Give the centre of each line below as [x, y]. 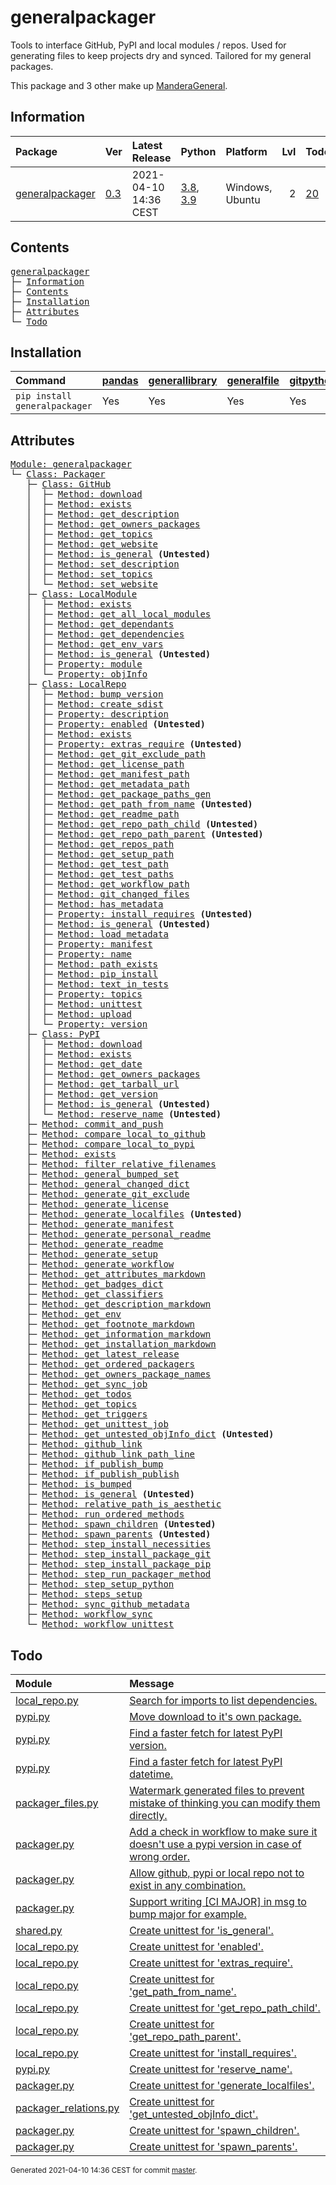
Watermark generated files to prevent [217, 1790]
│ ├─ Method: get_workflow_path [108, 884]
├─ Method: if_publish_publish [103, 1474]
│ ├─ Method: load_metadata [97, 934]
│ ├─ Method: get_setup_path [100, 854]
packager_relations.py [67, 2108]
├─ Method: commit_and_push [95, 1124]
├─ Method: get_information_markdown [119, 1334]
